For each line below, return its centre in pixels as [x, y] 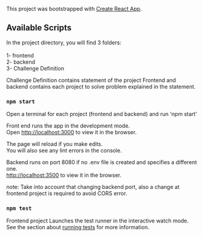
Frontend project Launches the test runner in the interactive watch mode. [98, 221]
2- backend [21, 62]
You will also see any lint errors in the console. [64, 151]
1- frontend [20, 55]
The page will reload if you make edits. [55, 144]
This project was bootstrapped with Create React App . [74, 9]
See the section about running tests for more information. [78, 227]
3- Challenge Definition [35, 68]
